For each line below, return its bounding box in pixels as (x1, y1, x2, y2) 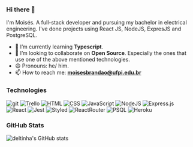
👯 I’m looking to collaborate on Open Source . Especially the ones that (14, 50, 187, 57)
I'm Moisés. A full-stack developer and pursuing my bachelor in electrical (6, 19, 187, 26)
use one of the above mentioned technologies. (14, 56, 130, 63)
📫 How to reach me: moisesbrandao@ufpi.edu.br (14, 69, 142, 76)
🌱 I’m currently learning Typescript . (14, 43, 104, 50)
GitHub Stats (6, 121, 44, 129)
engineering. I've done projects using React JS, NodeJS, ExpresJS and (6, 25, 182, 32)
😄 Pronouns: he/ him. (14, 62, 69, 69)
